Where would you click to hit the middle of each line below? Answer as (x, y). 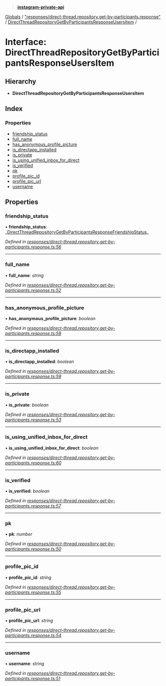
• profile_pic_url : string (29, 621)
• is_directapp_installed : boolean (40, 362)
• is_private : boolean (27, 405)
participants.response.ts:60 (33, 462)
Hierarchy (21, 81)
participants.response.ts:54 (33, 635)
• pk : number (19, 534)
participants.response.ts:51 (33, 679)
